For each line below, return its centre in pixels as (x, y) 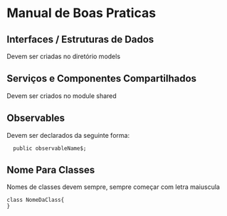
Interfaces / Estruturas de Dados (80, 39)
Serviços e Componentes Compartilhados (102, 79)
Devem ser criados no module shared (62, 96)
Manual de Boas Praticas (81, 13)
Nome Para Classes (51, 170)
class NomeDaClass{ (36, 200)
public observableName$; (50, 148)
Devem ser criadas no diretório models (64, 56)
